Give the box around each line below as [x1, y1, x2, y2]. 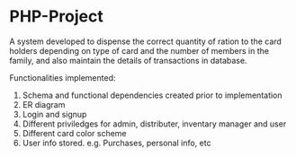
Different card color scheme [22, 127, 128, 138]
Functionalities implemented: [9, 72, 116, 83]
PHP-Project [9, 6, 103, 27]
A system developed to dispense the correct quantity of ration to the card [9, 36, 282, 47]
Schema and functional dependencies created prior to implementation [22, 90, 283, 100]
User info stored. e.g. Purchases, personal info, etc [22, 137, 211, 148]
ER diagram [22, 99, 66, 109]
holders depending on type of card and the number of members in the [9, 45, 270, 56]
